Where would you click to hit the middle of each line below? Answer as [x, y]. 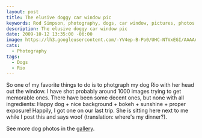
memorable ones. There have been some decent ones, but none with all [95, 98]
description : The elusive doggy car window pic [67, 29]
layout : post [23, 12]
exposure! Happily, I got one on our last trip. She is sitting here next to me [97, 111]
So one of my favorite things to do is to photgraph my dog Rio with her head [100, 85]
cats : [13, 46]
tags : [13, 57]
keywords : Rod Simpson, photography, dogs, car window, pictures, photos [101, 23]
